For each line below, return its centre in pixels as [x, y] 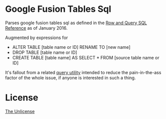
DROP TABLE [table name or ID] [45, 52]
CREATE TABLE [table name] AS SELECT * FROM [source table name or [86, 57]
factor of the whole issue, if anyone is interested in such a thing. [71, 78]
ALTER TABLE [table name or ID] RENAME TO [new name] [71, 47]
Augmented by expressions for [37, 38]
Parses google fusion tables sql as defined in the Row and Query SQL [76, 23]
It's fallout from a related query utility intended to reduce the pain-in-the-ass [83, 72]
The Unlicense [20, 111]
